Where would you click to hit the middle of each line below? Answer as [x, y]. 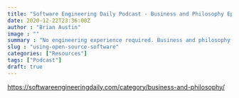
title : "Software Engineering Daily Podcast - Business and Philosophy [116, 14]
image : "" [23, 34]
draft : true [25, 67]
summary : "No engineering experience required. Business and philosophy [119, 40]
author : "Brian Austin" [44, 27]
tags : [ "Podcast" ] [34, 60]
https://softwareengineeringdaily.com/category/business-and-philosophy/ [116, 87]
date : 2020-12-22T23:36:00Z [49, 21]
